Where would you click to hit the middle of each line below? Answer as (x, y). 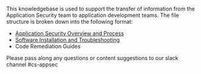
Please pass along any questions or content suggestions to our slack (92, 58)
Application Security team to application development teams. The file (93, 15)
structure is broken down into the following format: (70, 22)
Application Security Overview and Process (70, 33)
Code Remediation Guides (48, 46)
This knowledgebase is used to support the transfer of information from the (101, 9)
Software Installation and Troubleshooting (67, 40)
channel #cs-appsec (32, 64)
